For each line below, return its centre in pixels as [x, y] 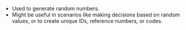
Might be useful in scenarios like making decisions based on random [96, 15]
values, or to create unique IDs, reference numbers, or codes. [87, 21]
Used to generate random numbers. [56, 9]
